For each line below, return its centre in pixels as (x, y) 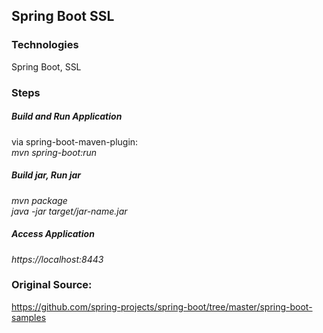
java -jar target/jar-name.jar (69, 211)
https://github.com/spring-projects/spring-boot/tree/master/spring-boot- (162, 306)
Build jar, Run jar (46, 175)
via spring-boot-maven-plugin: (75, 141)
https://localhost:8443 (57, 259)
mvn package (39, 200)
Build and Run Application (67, 116)
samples (29, 317)
